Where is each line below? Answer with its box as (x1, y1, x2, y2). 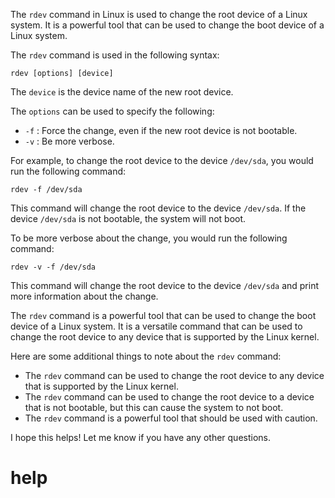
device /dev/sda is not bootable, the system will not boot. (10, 213, 247, 224)
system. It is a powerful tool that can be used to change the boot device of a (10, 19, 325, 31)
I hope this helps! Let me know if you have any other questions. (10, 432, 271, 443)
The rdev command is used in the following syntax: (10, 49, 220, 61)
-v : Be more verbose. (24, 135, 115, 147)
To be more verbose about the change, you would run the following (10, 232, 288, 244)
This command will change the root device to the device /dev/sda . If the (10, 202, 307, 214)
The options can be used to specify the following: (10, 105, 215, 117)
